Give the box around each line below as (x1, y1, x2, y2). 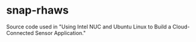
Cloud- (172, 23, 190, 30)
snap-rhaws (6, 4, 69, 17)
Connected (6, 29, 34, 36)
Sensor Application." (35, 29, 86, 36)
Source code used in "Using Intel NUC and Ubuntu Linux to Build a (6, 23, 172, 30)
